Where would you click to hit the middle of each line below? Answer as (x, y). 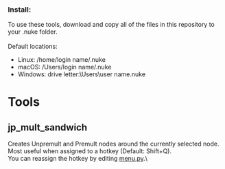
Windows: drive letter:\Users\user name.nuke (82, 74)
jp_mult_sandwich (48, 127)
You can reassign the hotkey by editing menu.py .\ (78, 159)
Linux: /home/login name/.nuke (61, 60)
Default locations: (33, 47)
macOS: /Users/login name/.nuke (64, 67)
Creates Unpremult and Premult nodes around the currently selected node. (114, 144)
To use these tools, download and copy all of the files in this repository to (111, 25)
